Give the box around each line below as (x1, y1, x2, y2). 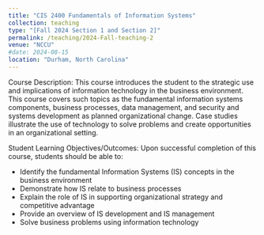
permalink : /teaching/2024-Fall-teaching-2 (8, 33, 154, 42)
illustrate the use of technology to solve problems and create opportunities (8, 119, 251, 129)
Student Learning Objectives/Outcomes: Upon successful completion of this (8, 143, 257, 153)
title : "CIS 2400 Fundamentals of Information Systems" (8, 11, 196, 20)
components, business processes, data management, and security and (8, 102, 239, 112)
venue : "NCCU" (8, 41, 55, 49)
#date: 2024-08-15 (8, 48, 69, 56)
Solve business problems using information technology (19, 217, 199, 226)
